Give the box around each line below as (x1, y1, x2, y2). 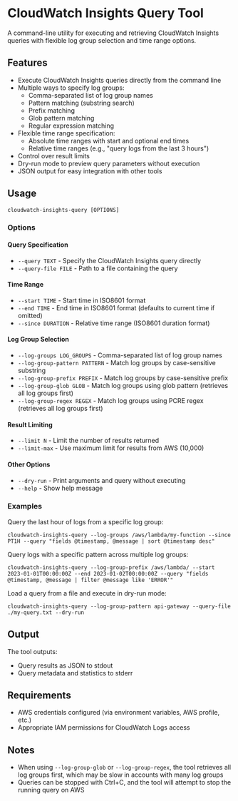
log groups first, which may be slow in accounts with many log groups (17, 770, 224, 779)
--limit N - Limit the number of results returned (17, 437, 160, 445)
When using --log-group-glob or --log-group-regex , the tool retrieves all (17, 763, 232, 772)
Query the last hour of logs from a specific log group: (7, 517, 164, 526)
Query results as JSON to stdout (17, 661, 113, 670)
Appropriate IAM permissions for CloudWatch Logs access (17, 723, 190, 732)
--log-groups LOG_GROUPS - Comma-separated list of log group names (17, 351, 222, 359)
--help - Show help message (17, 484, 103, 492)
